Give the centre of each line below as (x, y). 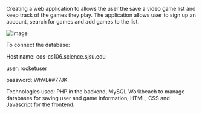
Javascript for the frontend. (41, 104)
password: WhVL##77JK (37, 80)
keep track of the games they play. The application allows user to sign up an (101, 15)
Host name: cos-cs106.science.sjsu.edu (56, 56)
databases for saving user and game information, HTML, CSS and (88, 98)
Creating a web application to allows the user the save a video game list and (101, 9)
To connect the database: (38, 45)
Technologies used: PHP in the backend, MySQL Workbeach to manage (96, 92)
